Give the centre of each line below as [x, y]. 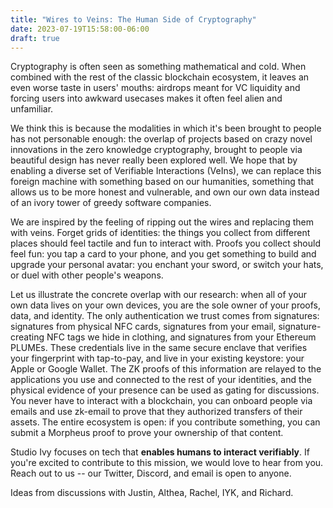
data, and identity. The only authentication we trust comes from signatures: [165, 316]
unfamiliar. [32, 109]
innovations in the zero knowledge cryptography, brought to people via [156, 150]
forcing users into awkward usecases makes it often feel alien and [146, 98]
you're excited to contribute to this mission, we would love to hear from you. [167, 463]
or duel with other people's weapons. [87, 275]
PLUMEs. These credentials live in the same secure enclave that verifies [159, 348]
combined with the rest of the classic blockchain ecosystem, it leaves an [160, 77]
